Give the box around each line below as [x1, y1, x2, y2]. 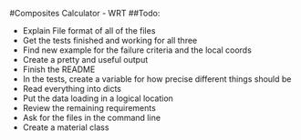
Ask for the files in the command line [22, 113, 161, 123]
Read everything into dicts [22, 84, 121, 94]
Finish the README [22, 64, 96, 75]
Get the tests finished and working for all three [22, 35, 198, 45]
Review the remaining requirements [22, 103, 157, 113]
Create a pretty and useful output [22, 55, 149, 65]
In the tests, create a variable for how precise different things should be [22, 74, 292, 85]
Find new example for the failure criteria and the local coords [22, 45, 253, 55]
